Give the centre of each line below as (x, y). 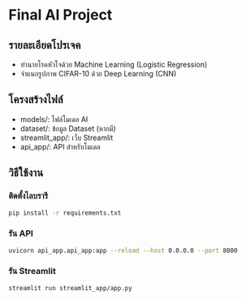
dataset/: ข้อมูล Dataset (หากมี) (68, 128)
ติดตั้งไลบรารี (28, 196)
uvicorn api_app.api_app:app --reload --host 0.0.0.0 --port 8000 (123, 250)
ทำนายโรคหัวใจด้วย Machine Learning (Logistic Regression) (114, 64)
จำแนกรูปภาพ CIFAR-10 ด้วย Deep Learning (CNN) (98, 74)
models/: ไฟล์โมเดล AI (54, 119)
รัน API (21, 233)
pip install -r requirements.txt (65, 213)
